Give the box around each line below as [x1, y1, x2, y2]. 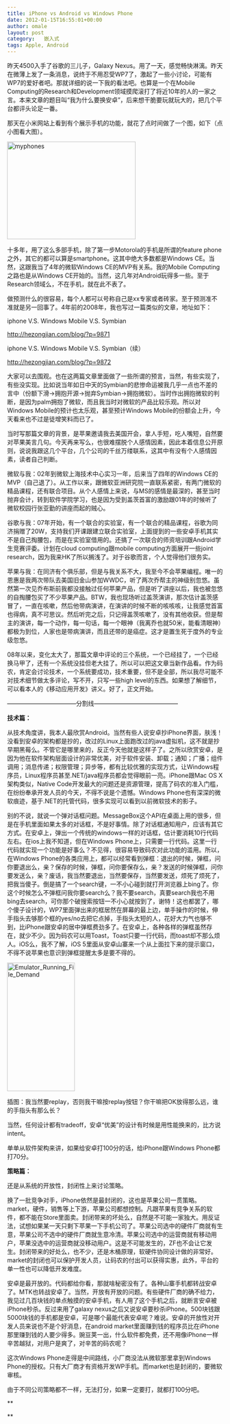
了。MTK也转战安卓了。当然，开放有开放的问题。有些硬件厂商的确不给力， [7, 1288, 219, 1296]
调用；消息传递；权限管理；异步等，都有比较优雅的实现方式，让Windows [7, 763, 214, 771]
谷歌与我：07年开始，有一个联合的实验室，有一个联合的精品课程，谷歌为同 [7, 519, 218, 526]
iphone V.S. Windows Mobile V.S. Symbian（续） [7, 344, 145, 352]
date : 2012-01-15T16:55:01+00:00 [7, 16, 103, 23]
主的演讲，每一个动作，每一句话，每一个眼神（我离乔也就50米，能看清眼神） [7, 619, 222, 627]
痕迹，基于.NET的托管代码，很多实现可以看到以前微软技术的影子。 [12, 797, 201, 805]
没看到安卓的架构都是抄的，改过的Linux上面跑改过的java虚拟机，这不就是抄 [7, 737, 220, 745]
